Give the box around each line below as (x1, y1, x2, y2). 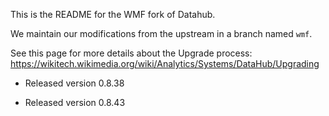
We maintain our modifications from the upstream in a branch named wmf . (10, 28, 313, 39)
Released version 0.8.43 (24, 97, 126, 108)
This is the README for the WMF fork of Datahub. (10, 9, 216, 20)
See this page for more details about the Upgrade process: (10, 47, 253, 59)
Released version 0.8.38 (24, 77, 125, 89)
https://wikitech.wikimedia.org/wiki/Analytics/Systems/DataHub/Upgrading (10, 58, 320, 69)
